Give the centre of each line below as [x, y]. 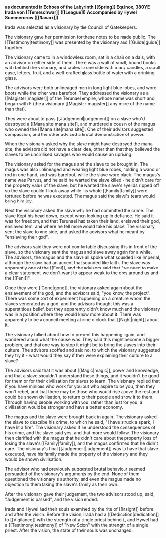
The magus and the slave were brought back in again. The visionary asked [81, 417]
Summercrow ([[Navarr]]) [32, 18]
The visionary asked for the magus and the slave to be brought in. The [77, 164]
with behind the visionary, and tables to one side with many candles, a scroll [83, 67]
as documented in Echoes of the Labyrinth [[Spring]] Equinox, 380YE [78, 7]
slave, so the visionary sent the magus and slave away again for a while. [79, 252]
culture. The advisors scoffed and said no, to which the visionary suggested [83, 350]
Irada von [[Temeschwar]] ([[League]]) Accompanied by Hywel [71, 12]
